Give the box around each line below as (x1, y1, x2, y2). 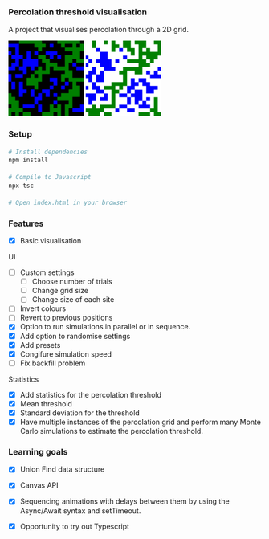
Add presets (19, 340, 61, 349)
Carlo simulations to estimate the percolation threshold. (19, 427, 203, 436)
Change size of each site (31, 295, 115, 304)
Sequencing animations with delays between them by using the (19, 496, 230, 506)
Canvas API (19, 480, 59, 490)
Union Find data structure (19, 464, 105, 474)
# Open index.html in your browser (8, 198, 128, 206)
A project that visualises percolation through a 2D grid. (8, 25, 190, 35)
